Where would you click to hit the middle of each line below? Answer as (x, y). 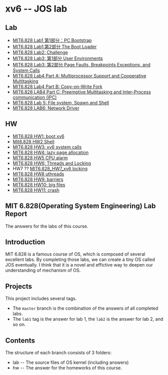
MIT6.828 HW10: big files (39, 184)
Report (16, 214)
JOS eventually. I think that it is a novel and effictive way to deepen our (79, 265)
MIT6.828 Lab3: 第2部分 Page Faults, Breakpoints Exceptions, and (81, 65)
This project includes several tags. (41, 298)
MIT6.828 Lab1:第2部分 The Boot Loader (55, 47)
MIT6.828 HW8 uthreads (38, 174)
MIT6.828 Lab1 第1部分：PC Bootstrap (52, 40)
